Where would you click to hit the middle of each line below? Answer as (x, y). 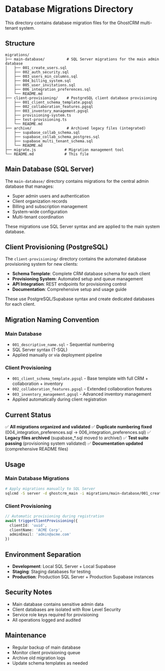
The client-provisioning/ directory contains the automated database (76, 259)
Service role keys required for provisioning (55, 614)
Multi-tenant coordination (38, 217)
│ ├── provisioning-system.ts (38, 115)
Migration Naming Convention (52, 320)
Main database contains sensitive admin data (58, 604)
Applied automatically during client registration (59, 399)
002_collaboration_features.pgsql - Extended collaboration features (82, 389)
